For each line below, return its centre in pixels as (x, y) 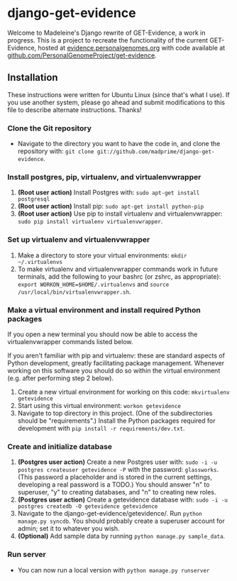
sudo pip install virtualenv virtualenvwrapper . (90, 221)
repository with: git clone (56, 151)
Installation (33, 78)
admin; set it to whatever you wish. (68, 529)
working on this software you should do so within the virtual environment (114, 370)
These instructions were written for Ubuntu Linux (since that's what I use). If (118, 94)
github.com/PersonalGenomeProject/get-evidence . (82, 55)
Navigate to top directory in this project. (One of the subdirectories (115, 413)
